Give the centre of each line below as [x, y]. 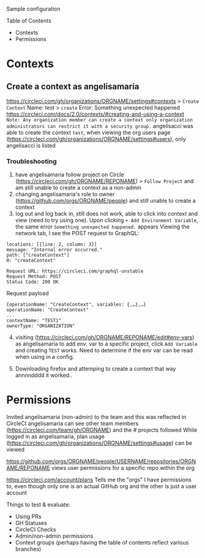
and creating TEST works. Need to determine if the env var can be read [104, 350]
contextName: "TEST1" [34, 321]
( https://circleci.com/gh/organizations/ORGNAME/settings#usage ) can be [99, 443]
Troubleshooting [32, 161]
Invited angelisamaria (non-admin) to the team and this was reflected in [96, 417]
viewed [16, 450]
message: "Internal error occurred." [54, 250]
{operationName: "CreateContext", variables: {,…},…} [76, 305]
